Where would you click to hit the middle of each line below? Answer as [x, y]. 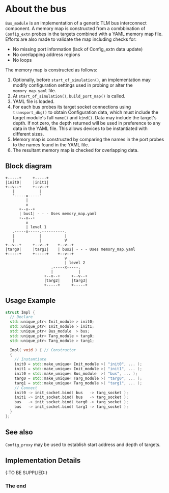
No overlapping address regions [46, 55]
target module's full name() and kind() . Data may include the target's [84, 117]
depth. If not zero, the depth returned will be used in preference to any [87, 123]
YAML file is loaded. [34, 101]
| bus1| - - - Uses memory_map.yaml [58, 214]
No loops [22, 60]
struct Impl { [20, 312]
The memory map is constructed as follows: [51, 70]
